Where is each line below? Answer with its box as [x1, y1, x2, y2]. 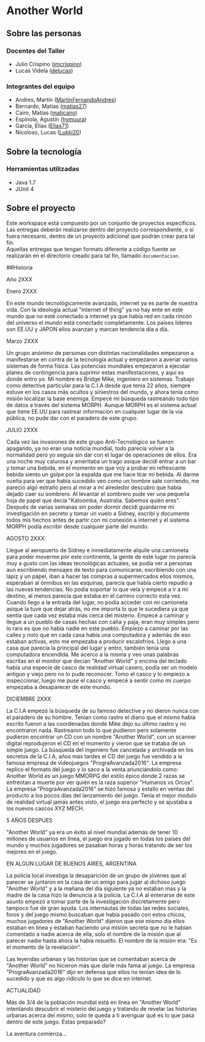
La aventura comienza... [6, 1030, 67, 1037]
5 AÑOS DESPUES [6, 816, 53, 824]
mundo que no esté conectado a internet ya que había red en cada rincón [6, 312, 192, 319]
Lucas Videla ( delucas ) [15, 67, 73, 74]
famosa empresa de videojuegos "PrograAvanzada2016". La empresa [6, 759, 182, 766]
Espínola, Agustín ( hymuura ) [15, 116, 87, 123]
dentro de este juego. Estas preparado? [6, 1018, 106, 1025]
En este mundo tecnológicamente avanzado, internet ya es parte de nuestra [6, 299, 198, 306]
